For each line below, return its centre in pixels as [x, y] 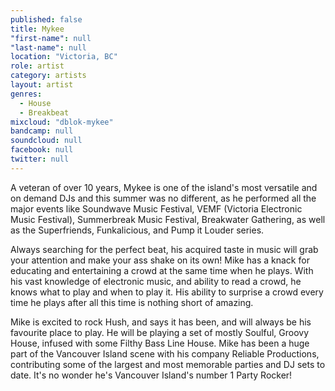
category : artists [48, 76]
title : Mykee [37, 29]
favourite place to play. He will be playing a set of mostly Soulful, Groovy [160, 332]
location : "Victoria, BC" [64, 57]
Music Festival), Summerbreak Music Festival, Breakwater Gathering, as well [168, 219]
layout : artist [42, 85]
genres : [26, 94]
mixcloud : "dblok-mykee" [62, 122]
